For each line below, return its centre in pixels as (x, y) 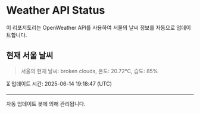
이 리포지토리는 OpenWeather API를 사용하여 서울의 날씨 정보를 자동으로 (91, 27)
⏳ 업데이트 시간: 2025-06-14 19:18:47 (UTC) (59, 83)
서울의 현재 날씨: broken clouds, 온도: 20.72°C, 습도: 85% (89, 71)
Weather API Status (56, 10)
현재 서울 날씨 (30, 56)
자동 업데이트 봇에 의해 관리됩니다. (46, 103)
